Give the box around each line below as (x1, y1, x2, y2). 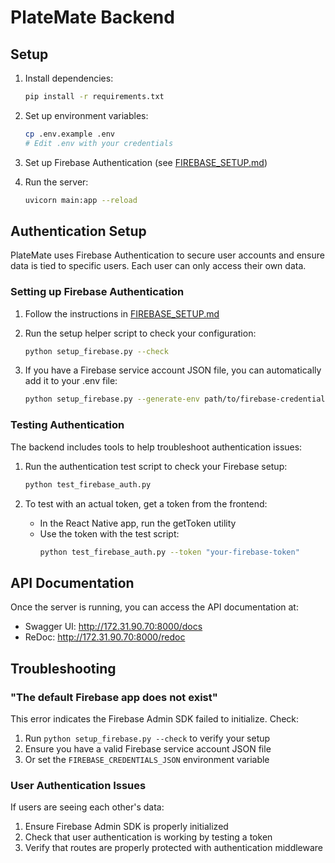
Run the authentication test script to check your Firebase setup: (24, 460, 288, 472)
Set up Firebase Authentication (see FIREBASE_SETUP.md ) (24, 156, 268, 168)
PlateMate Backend (10, 6, 175, 29)
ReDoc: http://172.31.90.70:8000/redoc (24, 631, 186, 643)
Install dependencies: (24, 72, 114, 84)
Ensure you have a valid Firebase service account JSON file (24, 742, 272, 755)
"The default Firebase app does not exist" (10, 690, 218, 704)
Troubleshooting (10, 660, 117, 677)
